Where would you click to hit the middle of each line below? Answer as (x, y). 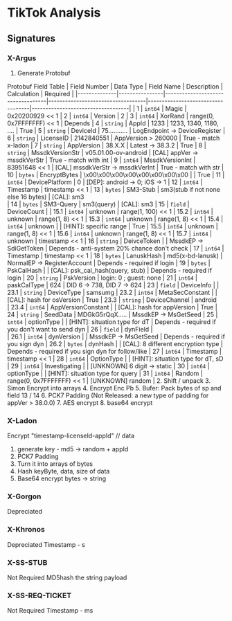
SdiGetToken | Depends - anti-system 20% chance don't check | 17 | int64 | (116, 248)
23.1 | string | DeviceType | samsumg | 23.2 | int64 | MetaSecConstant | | (113, 292)
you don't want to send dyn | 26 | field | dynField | (80, 329)
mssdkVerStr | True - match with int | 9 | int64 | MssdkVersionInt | (101, 160)
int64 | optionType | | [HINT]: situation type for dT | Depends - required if (112, 322)
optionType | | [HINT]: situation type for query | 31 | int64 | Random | (105, 373)
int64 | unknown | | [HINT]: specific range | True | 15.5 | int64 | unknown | (113, 226)
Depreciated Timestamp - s (46, 544)
